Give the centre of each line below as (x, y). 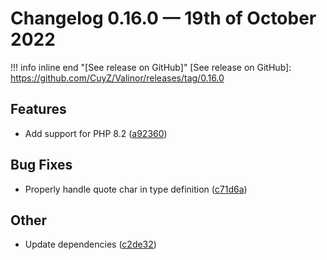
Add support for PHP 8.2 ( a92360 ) (96, 133)
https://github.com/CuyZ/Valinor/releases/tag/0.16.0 (117, 78)
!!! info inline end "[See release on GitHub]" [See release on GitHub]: (151, 67)
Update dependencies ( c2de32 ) (90, 244)
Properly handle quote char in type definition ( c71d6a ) (136, 189)
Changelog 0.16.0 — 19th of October (163, 18)
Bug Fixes (41, 165)
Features (38, 109)
